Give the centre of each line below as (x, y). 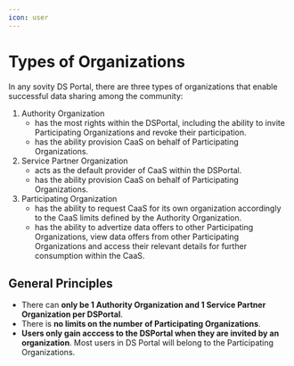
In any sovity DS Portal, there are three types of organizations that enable (143, 87)
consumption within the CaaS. (90, 255)
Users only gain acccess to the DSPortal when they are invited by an (150, 333)
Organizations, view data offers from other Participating (137, 237)
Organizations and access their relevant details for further (140, 245)
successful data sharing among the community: (96, 96)
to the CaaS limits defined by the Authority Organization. (138, 217)
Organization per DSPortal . (72, 314)
